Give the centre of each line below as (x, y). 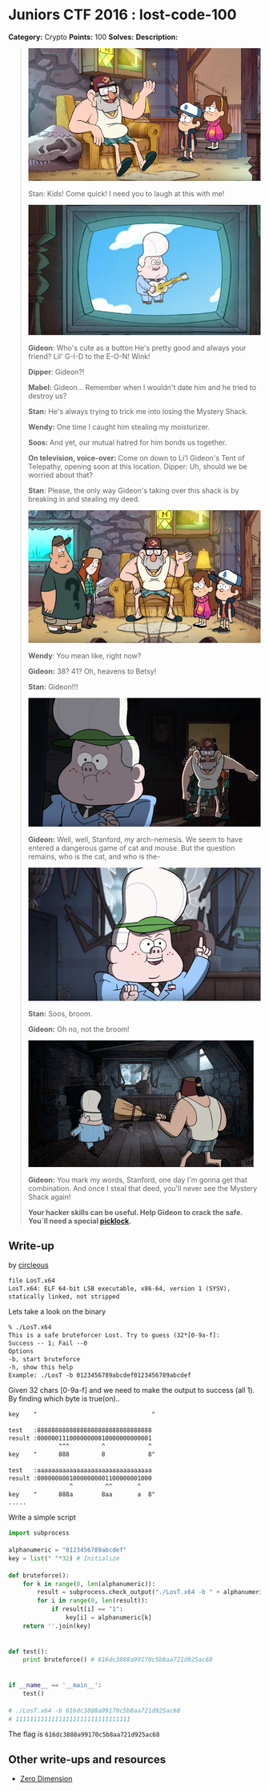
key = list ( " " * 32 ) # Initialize (64, 1558)
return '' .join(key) (57, 1626)
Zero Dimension (46, 1779)
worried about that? (60, 475)
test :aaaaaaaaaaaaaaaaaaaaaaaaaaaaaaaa (80, 1471)
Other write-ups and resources (87, 1759)
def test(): (28, 1652)
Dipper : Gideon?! (56, 372)
